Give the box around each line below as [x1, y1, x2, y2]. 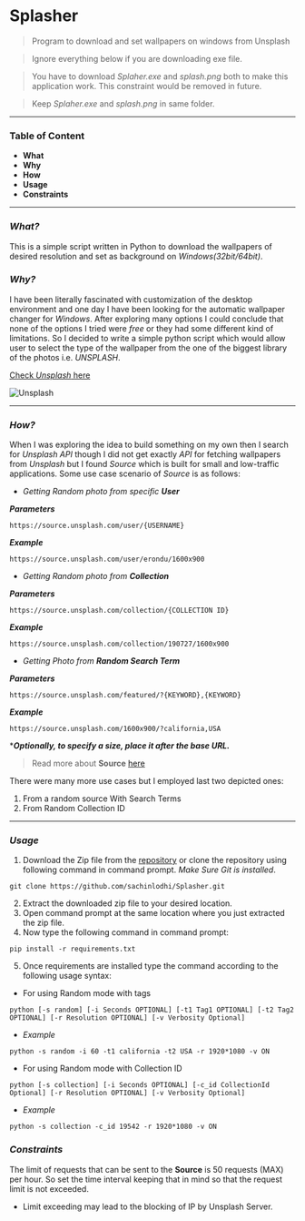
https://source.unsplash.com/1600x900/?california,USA [9, 725, 221, 734]
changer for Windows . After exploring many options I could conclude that [9, 313, 284, 324]
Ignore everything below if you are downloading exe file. [31, 53, 242, 64]
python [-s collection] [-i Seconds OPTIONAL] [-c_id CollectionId [9, 1081, 271, 1090]
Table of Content [9, 129, 85, 142]
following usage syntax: [22, 971, 112, 982]
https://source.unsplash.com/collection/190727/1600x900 [9, 639, 230, 649]
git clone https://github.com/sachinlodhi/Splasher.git [9, 882, 225, 891]
